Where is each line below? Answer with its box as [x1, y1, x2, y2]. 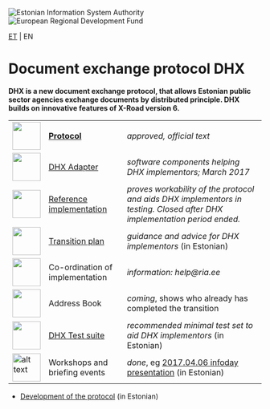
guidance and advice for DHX [126, 230, 239, 241]
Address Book [48, 298, 102, 309]
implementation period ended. [126, 213, 241, 225]
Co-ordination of [48, 261, 113, 273]
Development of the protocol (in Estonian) [19, 391, 159, 401]
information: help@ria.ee [126, 266, 221, 277]
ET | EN [8, 32, 34, 41]
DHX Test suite [48, 330, 105, 341]
